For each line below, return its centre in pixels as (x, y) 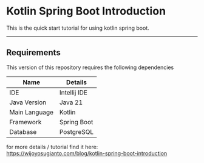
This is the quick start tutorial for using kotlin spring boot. (78, 28)
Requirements (33, 53)
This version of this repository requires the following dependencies (90, 67)
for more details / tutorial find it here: (52, 147)
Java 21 (71, 102)
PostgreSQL (76, 131)
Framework (25, 122)
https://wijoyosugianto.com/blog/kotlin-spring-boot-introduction (87, 153)
